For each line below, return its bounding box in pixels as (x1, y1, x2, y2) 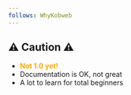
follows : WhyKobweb (8, 11, 73, 20)
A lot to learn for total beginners (19, 78, 124, 87)
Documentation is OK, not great (19, 70, 122, 79)
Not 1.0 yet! (19, 61, 58, 71)
